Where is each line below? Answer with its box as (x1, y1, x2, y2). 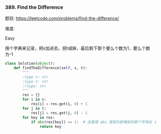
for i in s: (22, 97, 47, 102)
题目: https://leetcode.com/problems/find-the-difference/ (5, 15, 119, 21)
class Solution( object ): (5, 61, 55, 66)
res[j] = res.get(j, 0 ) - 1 (30, 110, 88, 115)
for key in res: (22, 115, 55, 120)
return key (39, 124, 62, 129)
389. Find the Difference (5, 4, 63, 11)
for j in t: (22, 106, 47, 111)
